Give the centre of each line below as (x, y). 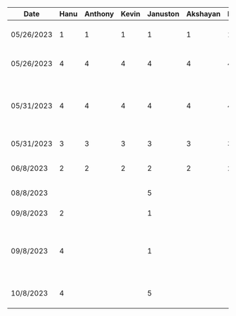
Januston (163, 14)
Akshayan (203, 14)
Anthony (99, 14)
